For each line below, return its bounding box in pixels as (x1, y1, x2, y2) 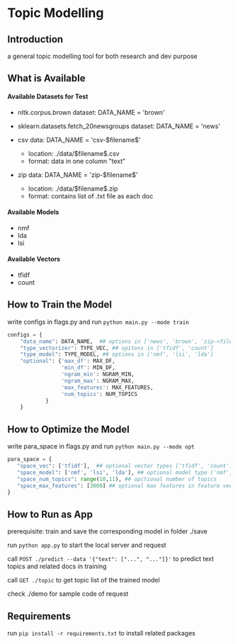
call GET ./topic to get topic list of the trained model (7, 576, 161, 584)
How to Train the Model (7, 299, 112, 311)
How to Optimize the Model (7, 423, 130, 435)
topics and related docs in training (7, 562, 107, 571)
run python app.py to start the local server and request (7, 541, 166, 550)
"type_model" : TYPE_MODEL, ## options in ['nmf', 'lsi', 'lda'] (20, 351, 214, 358)
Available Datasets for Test (7, 92, 89, 101)
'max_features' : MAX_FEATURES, (61, 384, 154, 391)
